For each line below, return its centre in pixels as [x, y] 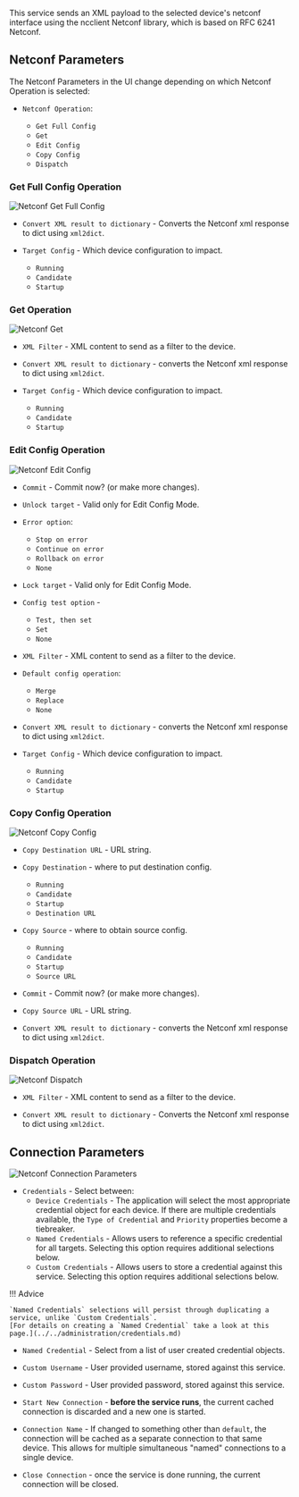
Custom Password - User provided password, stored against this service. [154, 1385]
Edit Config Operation [57, 450]
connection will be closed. [70, 1484]
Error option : [47, 521]
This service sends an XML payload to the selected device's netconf [135, 13]
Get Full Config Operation [66, 187]
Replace [50, 701]
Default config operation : [71, 673]
